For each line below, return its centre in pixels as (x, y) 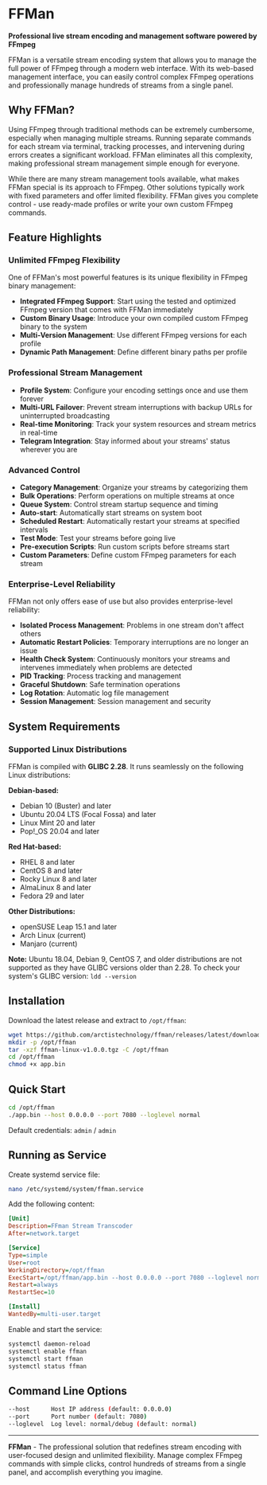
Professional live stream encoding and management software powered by (133, 36)
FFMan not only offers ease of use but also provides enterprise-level (120, 601)
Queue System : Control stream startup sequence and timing (119, 504)
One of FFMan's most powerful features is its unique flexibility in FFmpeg (128, 277)
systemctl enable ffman (48, 1351)
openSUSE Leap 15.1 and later (68, 927)
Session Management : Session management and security (115, 701)
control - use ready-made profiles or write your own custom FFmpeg (121, 204)
